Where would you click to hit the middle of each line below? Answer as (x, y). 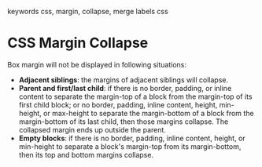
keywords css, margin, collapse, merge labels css (88, 11)
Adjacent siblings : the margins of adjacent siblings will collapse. (124, 80)
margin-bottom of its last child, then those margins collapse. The (124, 122)
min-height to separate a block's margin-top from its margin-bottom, (130, 146)
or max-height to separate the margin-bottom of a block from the (149, 113)
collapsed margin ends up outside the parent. (92, 129)
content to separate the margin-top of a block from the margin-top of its (135, 96)
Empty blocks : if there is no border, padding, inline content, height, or (132, 138)
